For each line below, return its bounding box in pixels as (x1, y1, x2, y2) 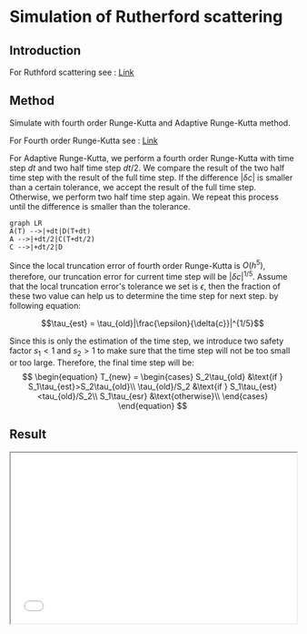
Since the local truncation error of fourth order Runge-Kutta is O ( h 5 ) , (9, 258, 266, 271)
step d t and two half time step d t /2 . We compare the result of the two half (9, 162, 285, 173)
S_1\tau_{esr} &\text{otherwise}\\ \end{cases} (99, 390, 269, 402)
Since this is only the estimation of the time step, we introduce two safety (9, 335, 284, 347)
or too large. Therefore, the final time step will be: (9, 357, 194, 368)
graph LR (9, 219, 43, 228)
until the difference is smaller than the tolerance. (9, 200, 191, 211)
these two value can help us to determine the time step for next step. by (9, 291, 279, 302)
